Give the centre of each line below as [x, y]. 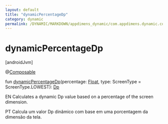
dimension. [17, 102]
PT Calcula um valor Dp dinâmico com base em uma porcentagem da [77, 112]
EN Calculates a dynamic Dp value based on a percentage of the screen [79, 97]
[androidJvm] [19, 62]
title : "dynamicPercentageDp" [37, 14]
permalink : [16, 24]
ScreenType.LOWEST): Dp [32, 87]
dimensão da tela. [23, 117]
